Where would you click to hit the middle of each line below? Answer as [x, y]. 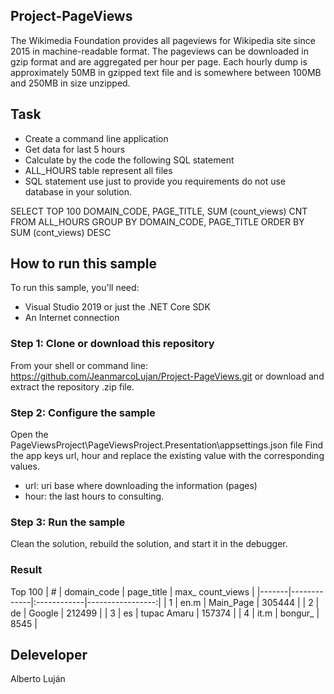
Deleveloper [49, 655]
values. [25, 466]
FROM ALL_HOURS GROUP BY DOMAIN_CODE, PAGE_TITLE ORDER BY [157, 221]
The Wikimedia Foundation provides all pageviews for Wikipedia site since [163, 40]
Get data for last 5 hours [75, 149]
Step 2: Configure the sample [83, 412]
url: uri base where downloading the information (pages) [141, 486]
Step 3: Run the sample [68, 522]
